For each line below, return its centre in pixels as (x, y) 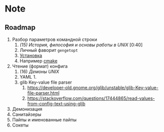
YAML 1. (28, 77)
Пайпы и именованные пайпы (44, 120)
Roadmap (20, 27)
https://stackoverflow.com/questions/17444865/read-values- (91, 98)
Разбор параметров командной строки (54, 39)
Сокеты (20, 125)
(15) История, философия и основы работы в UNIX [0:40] (81, 45)
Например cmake (38, 61)
